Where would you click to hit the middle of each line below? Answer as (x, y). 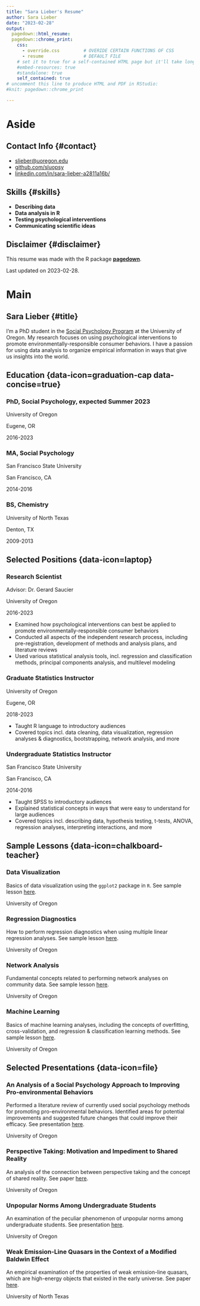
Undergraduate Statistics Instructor (59, 754)
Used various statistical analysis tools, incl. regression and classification (103, 656)
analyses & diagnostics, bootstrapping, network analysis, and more (97, 738)
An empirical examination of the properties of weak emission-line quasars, (97, 1272)
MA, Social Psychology (40, 453)
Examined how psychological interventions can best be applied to (96, 625)
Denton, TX (20, 529)
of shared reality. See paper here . (47, 1178)
